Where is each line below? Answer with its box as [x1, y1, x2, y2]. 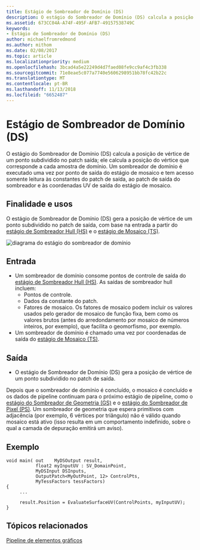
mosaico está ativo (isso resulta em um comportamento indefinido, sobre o [6, 418, 191, 425]
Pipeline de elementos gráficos [6, 536, 82, 543]
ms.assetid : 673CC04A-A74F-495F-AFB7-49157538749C [6, 20, 135, 26]
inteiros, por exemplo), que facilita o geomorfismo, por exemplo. [23, 323, 182, 330]
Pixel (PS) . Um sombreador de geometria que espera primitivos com [6, 406, 174, 413]
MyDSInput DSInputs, [35, 468, 87, 474]
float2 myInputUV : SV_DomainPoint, [35, 463, 127, 469]
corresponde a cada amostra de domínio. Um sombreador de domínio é [6, 162, 183, 170]
